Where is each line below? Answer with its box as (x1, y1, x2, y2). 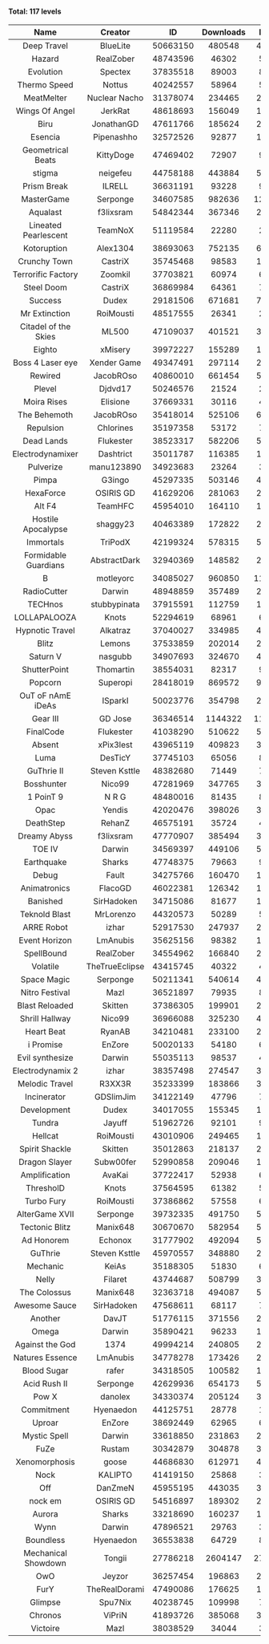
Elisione (100, 396, 130, 408)
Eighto (33, 344, 58, 355)
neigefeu (98, 168, 132, 179)
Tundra (31, 1118, 59, 1129)
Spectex (99, 67, 131, 78)
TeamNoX (96, 225, 134, 236)
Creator (100, 26, 130, 38)
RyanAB (99, 1026, 130, 1037)
